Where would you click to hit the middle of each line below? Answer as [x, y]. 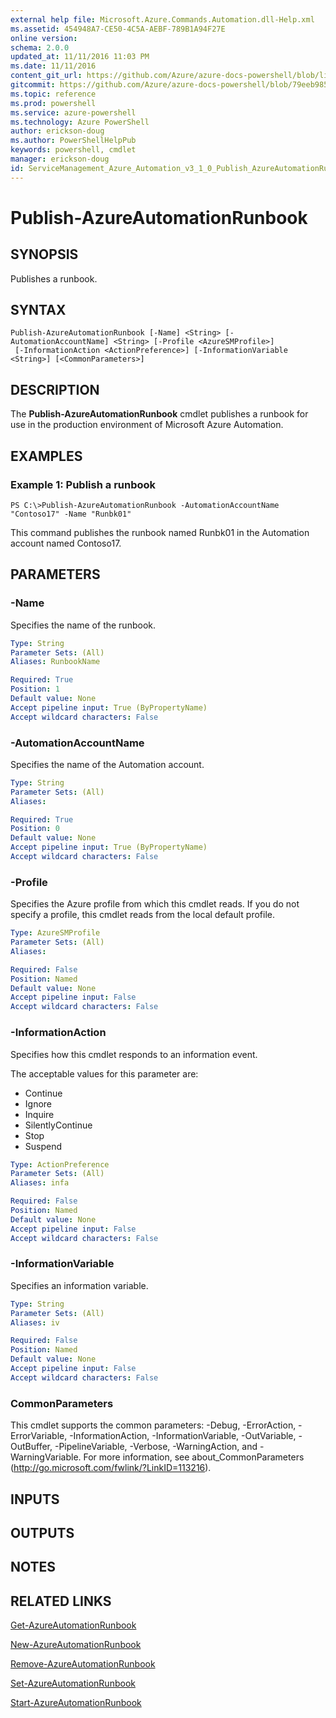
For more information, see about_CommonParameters [194, 1457]
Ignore [38, 1103]
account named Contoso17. [66, 543]
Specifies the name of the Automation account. [107, 764]
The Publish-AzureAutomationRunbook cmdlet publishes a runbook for [159, 414]
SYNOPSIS [44, 254]
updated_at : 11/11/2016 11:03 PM [80, 57]
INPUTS [35, 1499]
